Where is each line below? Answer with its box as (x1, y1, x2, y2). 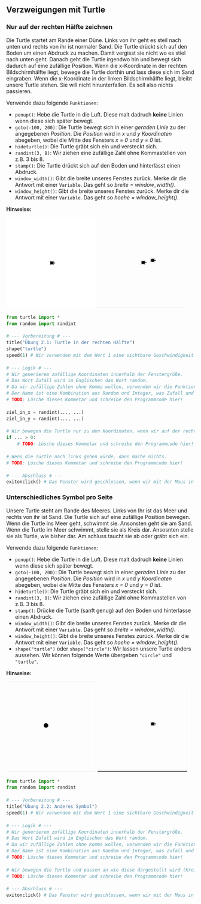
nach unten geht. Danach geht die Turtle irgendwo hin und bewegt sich (6, 55, 181, 62)
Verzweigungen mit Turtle (6, 5, 106, 15)
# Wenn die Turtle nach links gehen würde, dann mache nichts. (6, 454, 167, 460)
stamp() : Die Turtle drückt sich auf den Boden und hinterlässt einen (14, 162, 181, 169)
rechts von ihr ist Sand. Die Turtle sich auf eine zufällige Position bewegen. (6, 513, 191, 520)
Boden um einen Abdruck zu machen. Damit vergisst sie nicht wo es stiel (6, 49, 186, 56)
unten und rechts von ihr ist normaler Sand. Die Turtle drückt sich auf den (6, 43, 187, 50)
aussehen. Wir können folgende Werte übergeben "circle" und (14, 651, 172, 658)
